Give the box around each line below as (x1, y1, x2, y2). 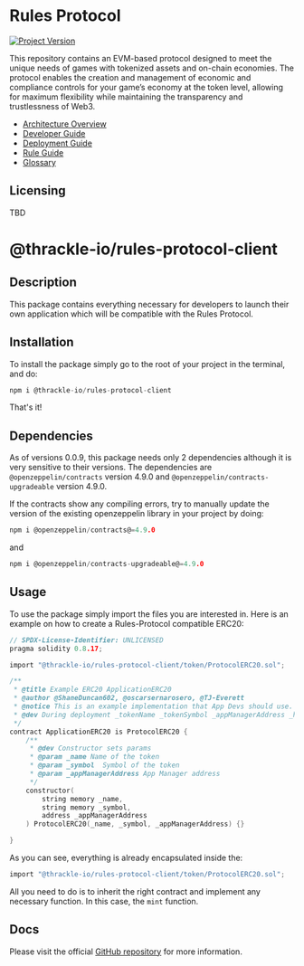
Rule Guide (22, 147, 64, 158)
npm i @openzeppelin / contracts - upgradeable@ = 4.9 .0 (9, 560, 204, 569)
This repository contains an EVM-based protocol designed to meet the (9, 52, 272, 63)
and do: (9, 368, 38, 379)
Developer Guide (22, 128, 86, 138)
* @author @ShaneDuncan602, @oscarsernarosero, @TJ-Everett (13, 694, 245, 703)
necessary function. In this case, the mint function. (9, 895, 199, 906)
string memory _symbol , (42, 802, 131, 812)
